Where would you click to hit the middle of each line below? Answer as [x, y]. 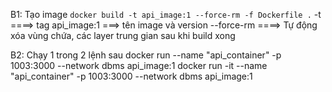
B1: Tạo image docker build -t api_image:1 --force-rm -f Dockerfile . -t [166, 14]
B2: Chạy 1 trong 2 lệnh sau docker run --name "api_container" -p [146, 55]
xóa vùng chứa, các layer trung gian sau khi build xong [123, 35]
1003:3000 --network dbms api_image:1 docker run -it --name [139, 65]
